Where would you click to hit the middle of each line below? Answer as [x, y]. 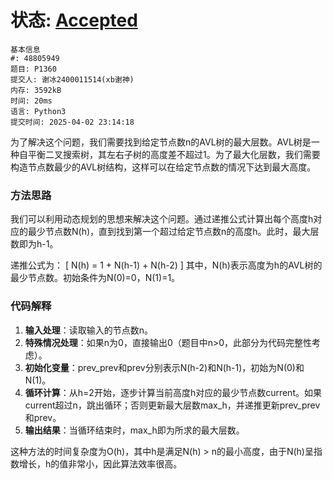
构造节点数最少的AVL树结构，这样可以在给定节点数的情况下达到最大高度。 [163, 167]
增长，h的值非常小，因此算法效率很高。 [100, 463]
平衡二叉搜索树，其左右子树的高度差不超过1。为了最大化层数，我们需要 [174, 154]
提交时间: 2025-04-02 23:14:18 [72, 122]
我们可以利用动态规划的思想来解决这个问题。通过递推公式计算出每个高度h [162, 219]
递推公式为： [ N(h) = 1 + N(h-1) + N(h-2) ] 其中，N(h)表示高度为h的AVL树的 [166, 265]
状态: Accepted [74, 20]
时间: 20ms [31, 101]
